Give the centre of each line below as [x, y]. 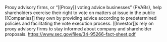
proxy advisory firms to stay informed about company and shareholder [78, 29]
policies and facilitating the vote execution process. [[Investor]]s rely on [79, 23]
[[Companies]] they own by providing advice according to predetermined [81, 18]
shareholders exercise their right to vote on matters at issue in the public [80, 13]
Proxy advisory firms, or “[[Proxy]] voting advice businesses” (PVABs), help [83, 7]
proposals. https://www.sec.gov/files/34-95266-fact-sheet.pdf [70, 34]
